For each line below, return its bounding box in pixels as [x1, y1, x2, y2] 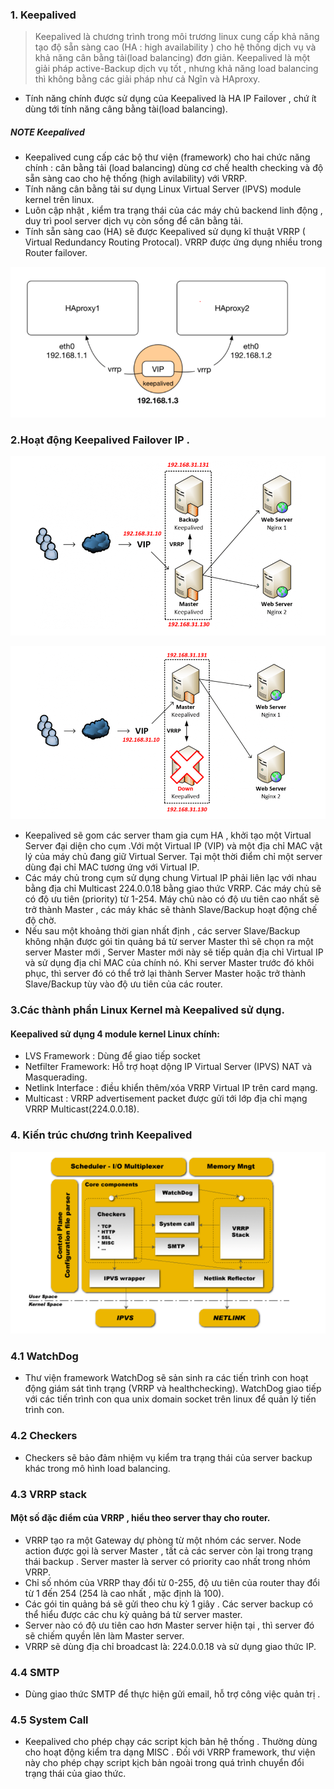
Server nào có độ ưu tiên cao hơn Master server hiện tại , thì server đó [24, 1619, 315, 1631]
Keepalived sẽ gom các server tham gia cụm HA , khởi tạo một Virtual [24, 829, 312, 842]
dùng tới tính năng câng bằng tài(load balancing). [24, 103, 228, 115]
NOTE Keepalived [10, 126, 85, 138]
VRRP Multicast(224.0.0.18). [24, 1103, 140, 1115]
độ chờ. [24, 914, 57, 927]
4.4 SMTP [10, 1665, 60, 1679]
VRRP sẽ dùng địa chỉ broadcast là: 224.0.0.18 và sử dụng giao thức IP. [24, 1640, 317, 1652]
